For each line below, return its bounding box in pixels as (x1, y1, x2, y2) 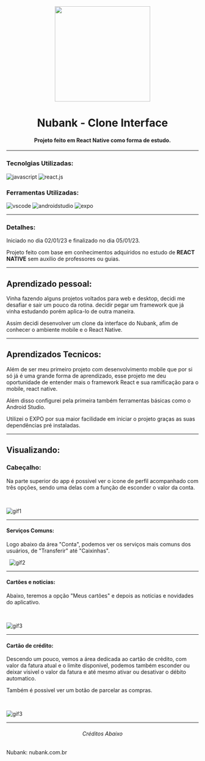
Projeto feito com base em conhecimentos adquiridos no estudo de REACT (6, 249, 195, 256)
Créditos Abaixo (82, 730, 123, 737)
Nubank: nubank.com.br (6, 749, 67, 756)
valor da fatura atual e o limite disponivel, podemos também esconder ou (6, 662, 190, 670)
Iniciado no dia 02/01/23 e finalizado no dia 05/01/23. (6, 237, 140, 245)
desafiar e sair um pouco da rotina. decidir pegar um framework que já (6, 301, 184, 309)
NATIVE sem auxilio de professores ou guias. (6, 255, 120, 263)
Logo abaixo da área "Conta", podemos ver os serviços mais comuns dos (6, 540, 191, 548)
